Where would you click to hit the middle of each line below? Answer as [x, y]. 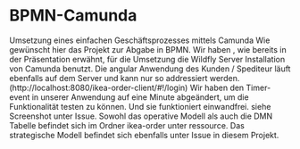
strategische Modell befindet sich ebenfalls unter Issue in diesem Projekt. [144, 135]
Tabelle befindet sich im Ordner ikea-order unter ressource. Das [127, 125]
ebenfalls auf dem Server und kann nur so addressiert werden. [125, 78]
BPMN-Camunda [73, 16]
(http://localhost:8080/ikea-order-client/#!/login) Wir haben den [127, 87]
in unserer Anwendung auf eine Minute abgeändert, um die [140, 97]
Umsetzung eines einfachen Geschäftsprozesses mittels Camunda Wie [140, 40]
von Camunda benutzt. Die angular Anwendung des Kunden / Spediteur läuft [150, 69]
